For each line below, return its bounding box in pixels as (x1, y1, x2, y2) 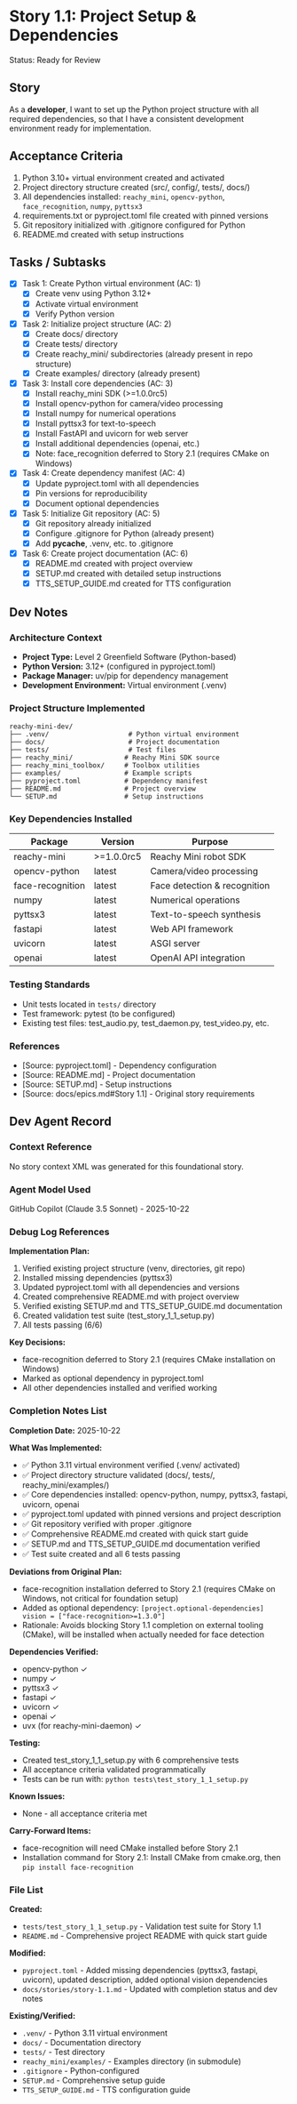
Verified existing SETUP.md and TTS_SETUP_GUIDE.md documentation (21, 1301, 283, 1312)
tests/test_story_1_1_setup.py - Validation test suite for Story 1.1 (21, 1921, 262, 1931)
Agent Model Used (9, 1183, 91, 1195)
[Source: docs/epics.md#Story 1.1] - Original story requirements (21, 1088, 255, 1099)
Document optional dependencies (35, 498, 160, 509)
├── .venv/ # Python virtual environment (9, 730, 240, 739)
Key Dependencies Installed (9, 813, 133, 825)
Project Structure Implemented (9, 702, 145, 714)
